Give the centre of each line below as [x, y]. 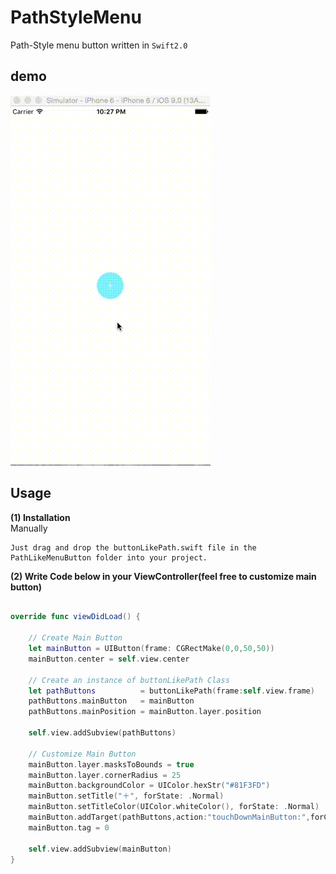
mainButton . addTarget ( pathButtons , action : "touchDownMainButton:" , [169, 817]
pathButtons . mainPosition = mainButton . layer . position [145, 712]
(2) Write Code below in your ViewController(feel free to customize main [163, 576]
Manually [29, 528]
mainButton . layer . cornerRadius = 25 [105, 775]
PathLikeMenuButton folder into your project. [109, 557]
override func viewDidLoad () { [75, 617]
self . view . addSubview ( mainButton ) [100, 849]
